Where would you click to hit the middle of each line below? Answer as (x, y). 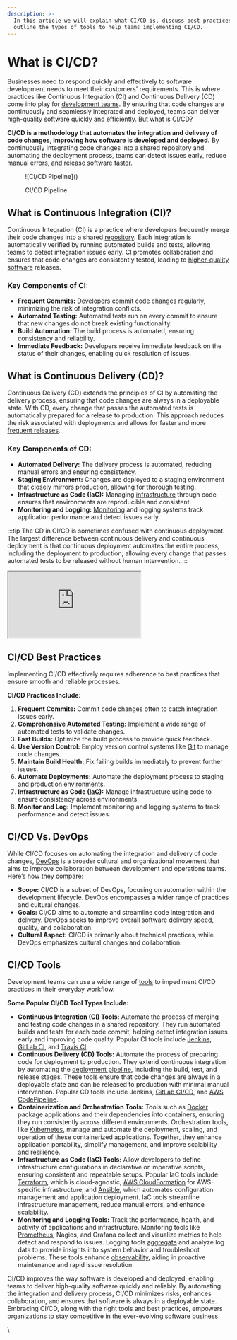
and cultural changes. (49, 905)
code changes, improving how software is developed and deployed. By (114, 140)
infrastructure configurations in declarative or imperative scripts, (111, 1167)
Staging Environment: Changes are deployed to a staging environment (121, 479)
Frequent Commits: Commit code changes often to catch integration (117, 709)
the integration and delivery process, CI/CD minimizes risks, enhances (109, 1293)
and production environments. (61, 784)
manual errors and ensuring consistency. (77, 472)
